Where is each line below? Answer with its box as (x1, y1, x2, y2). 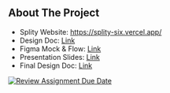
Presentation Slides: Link (19, 52, 100, 61)
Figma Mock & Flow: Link (19, 43, 102, 54)
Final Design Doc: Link (19, 61, 93, 70)
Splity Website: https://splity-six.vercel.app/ (19, 27, 162, 36)
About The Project (8, 6, 100, 20)
